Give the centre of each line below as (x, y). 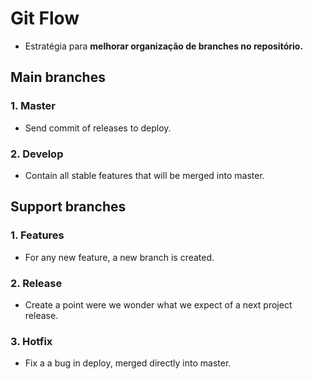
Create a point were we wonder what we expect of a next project (158, 304)
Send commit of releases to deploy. (98, 128)
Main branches (58, 77)
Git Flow (45, 18)
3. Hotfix (31, 341)
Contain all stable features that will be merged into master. (144, 175)
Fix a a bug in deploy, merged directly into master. (128, 363)
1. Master (33, 106)
